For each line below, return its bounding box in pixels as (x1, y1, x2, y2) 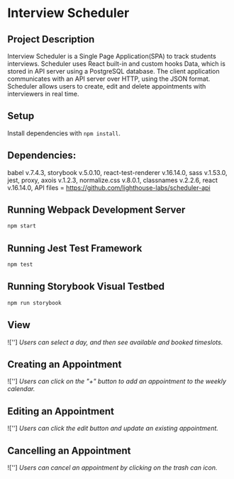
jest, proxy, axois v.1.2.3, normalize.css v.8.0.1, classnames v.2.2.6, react (7, 176, 218, 184)
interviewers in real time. (7, 90, 79, 98)
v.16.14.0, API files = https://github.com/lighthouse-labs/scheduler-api (7, 183, 211, 192)
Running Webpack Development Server (7, 204, 186, 216)
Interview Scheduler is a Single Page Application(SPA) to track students (7, 52, 216, 60)
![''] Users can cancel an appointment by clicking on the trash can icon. (7, 463, 218, 472)
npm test (7, 261, 33, 269)
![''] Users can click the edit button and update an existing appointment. (7, 424, 218, 433)
